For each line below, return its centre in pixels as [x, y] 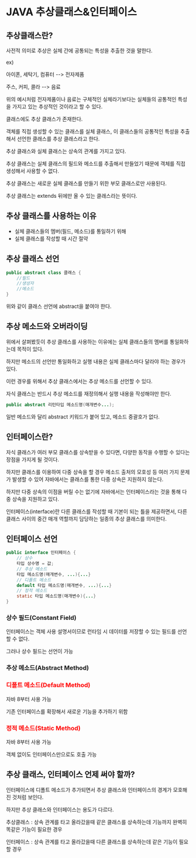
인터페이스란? [30, 437]
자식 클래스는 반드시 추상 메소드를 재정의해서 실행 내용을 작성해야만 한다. [89, 393]
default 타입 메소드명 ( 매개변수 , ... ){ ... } [64, 585]
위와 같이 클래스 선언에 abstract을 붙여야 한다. [59, 306]
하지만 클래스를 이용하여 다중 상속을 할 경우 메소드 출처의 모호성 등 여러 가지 [93, 472]
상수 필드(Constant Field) [42, 617]
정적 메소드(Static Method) [43, 728]
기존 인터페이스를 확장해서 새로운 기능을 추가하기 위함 [67, 711]
